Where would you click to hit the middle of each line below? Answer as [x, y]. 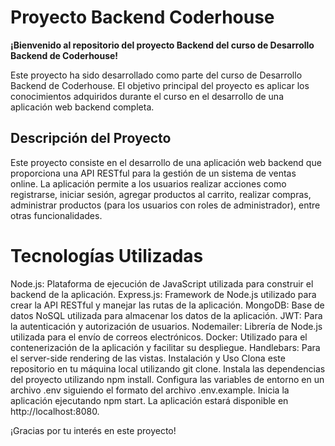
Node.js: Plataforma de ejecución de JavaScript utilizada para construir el [162, 283]
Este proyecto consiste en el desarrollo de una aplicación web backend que [166, 162]
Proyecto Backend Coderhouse [142, 17]
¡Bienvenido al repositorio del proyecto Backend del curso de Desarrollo [162, 45]
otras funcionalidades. [56, 215]
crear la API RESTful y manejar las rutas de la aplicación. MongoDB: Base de [167, 305]
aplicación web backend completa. [82, 107]
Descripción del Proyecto [91, 138]
